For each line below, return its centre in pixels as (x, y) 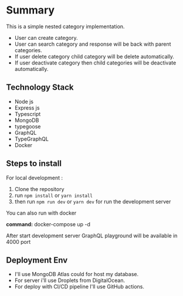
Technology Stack (40, 88)
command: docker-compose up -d (48, 224)
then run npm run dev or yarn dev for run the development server (93, 201)
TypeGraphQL (31, 139)
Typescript (28, 114)
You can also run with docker (41, 213)
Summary (30, 10)
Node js (24, 101)
